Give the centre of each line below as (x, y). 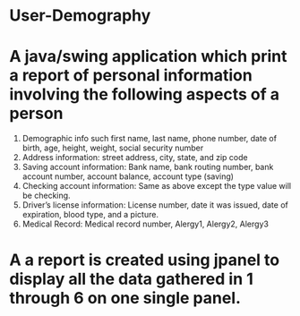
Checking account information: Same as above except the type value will (157, 186)
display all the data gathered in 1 (131, 279)
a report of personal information (131, 76)
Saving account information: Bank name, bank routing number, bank (148, 167)
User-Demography (80, 16)
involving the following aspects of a (145, 94)
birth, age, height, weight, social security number (113, 148)
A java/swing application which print (148, 57)
